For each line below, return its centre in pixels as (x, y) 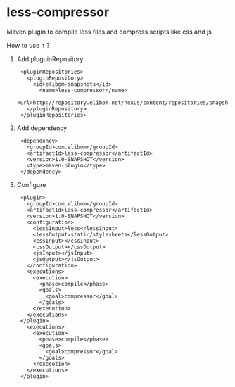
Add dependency (42, 128)
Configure (31, 184)
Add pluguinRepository (50, 59)
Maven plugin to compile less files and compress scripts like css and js (109, 32)
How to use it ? (28, 45)
